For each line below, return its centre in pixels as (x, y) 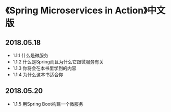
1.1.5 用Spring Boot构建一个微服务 (48, 104)
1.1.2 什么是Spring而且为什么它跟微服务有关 (58, 62)
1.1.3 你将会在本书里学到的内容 (44, 68)
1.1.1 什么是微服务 (30, 55)
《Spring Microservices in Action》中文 (86, 10)
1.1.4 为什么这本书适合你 (38, 74)
